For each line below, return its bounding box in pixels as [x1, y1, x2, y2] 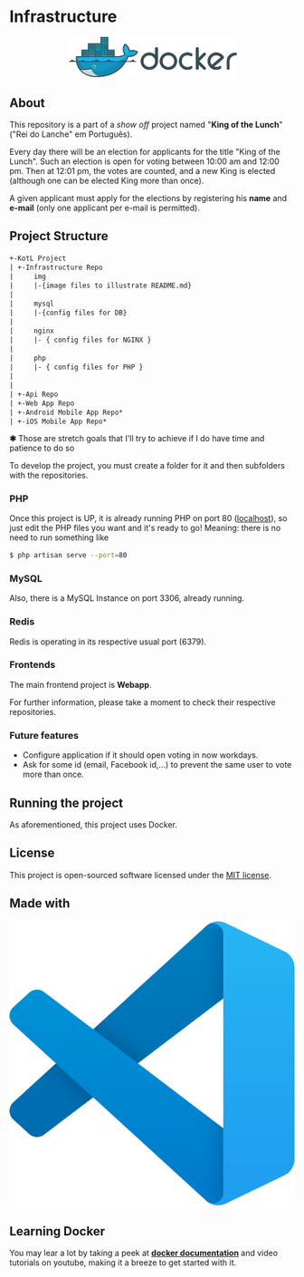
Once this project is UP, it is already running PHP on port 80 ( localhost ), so [9, 513, 288, 524]
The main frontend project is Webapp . [9, 679, 152, 690]
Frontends [9, 659, 56, 672]
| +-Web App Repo [9, 399, 75, 408]
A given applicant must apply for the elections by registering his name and [9, 192, 288, 203]
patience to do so [9, 442, 75, 453]
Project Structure [9, 228, 109, 244]
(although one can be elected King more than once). [9, 175, 204, 186]
